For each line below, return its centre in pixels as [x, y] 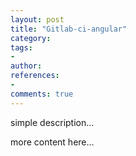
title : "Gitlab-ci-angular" [69, 29]
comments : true [42, 94]
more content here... [52, 142]
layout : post [37, 19]
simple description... [52, 122]
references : [35, 76]
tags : [21, 47]
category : [31, 38]
